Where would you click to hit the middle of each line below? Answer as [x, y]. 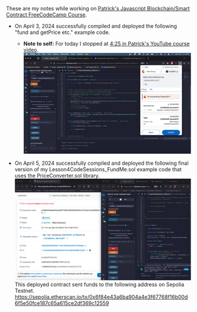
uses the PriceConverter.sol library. [57, 176]
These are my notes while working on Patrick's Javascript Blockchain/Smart [98, 9]
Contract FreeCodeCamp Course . [47, 15]
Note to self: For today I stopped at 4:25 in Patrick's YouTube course [106, 44]
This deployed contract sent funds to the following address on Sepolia [99, 284]
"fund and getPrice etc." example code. [62, 32]
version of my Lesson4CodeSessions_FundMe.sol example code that [98, 169]
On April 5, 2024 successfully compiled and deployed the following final [101, 163]
